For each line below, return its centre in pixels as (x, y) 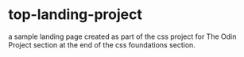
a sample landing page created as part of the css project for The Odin (122, 36)
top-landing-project (76, 15)
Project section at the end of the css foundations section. (102, 44)
